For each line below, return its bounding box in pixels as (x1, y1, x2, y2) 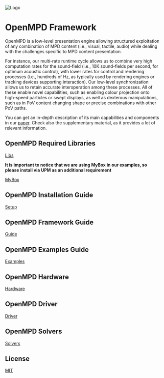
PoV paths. (5, 105, 27, 111)
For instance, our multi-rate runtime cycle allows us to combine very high (5, 58, 153, 64)
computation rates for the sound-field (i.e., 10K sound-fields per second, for (5, 63, 159, 69)
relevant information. (5, 125, 47, 131)
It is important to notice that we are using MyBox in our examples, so (5, 162, 147, 168)
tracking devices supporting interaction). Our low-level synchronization (5, 79, 149, 85)
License (5, 354, 30, 363)
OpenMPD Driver (5, 300, 58, 308)
